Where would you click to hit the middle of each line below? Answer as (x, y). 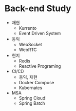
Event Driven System (40, 33)
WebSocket (30, 44)
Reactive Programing (40, 66)
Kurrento (28, 28)
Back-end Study (38, 9)
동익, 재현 (28, 77)
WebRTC (28, 50)
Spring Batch (32, 103)
